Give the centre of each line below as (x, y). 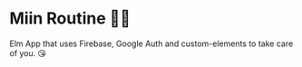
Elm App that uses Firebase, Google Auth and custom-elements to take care (151, 43)
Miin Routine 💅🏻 (70, 19)
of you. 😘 (28, 53)
